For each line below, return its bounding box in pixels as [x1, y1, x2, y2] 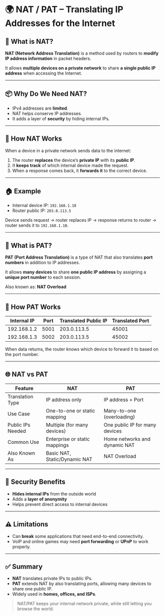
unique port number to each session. [5, 274, 81, 280]
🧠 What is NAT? [5, 37, 54, 46]
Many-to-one [104, 407, 137, 414]
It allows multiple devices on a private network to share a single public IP [5, 65, 156, 71]
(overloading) [104, 413, 135, 420]
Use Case [7, 410, 30, 417]
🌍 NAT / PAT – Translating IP [5, 4, 124, 15]
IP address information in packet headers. [5, 56, 92, 61]
